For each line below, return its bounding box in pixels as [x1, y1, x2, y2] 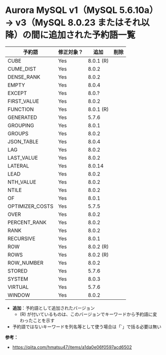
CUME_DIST [7, 65, 36, 72]
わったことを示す [19, 317, 55, 323]
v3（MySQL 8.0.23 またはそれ [15, 17, 141, 28]
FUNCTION [7, 105, 34, 112]
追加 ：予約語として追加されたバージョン [12, 305, 95, 311]
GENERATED [7, 114, 37, 121]
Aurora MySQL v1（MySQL [5, 4, 117, 16]
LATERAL [7, 162, 30, 169]
